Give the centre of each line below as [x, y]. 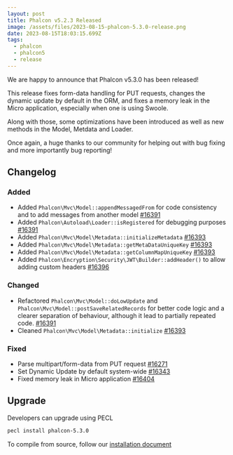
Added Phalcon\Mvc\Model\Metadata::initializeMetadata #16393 [112, 237]
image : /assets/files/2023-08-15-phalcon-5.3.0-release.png [97, 27]
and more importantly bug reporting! [60, 150]
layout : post [26, 14]
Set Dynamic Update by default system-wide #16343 [94, 371]
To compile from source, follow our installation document [90, 444]
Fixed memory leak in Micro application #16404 [86, 379]
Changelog [32, 172]
